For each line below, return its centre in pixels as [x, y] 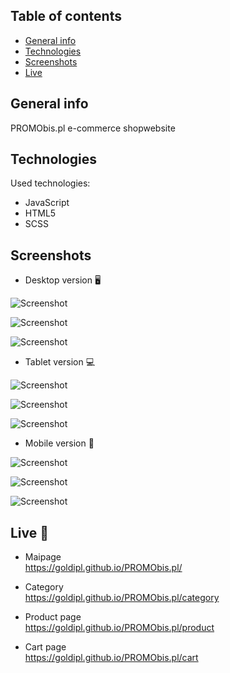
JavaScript [47, 203]
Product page [53, 617]
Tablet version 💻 [60, 362]
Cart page [45, 647]
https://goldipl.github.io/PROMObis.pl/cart [111, 658]
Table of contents [66, 16]
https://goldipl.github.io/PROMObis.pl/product [119, 628]
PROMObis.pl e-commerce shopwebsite [93, 128]
